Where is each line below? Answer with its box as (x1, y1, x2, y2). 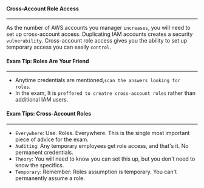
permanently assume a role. (15, 174, 85, 182)
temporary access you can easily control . (6, 43, 111, 51)
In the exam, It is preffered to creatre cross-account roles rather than (15, 89, 196, 97)
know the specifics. (15, 161, 64, 169)
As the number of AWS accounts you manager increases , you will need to (6, 24, 191, 32)
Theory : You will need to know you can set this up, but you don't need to (15, 155, 195, 162)
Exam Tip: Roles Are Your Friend (6, 57, 89, 64)
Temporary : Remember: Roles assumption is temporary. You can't (15, 168, 177, 175)
